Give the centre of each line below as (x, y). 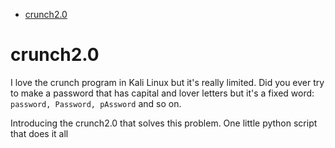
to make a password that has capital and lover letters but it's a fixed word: (162, 93)
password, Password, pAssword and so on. (96, 103)
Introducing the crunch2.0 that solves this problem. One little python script (164, 123)
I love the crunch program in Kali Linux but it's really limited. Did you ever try (167, 82)
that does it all (39, 133)
